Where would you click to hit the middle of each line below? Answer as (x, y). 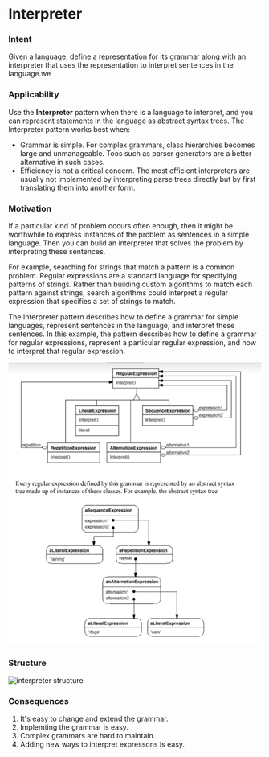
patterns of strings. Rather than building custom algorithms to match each (130, 284)
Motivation (30, 208)
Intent (20, 39)
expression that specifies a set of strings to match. (92, 302)
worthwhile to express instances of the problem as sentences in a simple (129, 235)
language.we (30, 74)
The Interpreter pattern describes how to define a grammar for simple (124, 317)
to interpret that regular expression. (67, 352)
